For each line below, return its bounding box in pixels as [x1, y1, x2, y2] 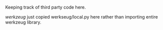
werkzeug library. [5, 19, 42, 25]
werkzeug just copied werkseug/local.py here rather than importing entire [5, 14, 158, 19]
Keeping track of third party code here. [5, 4, 87, 10]
